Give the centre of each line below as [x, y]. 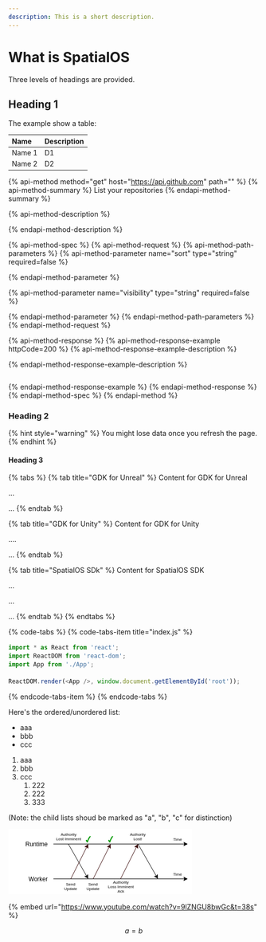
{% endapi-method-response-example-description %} [98, 364]
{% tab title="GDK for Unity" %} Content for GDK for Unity [104, 524]
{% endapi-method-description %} [66, 229]
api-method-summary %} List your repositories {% [92, 190]
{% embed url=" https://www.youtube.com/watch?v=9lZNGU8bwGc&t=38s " [133, 907]
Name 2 [25, 164]
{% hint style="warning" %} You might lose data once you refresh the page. [133, 434]
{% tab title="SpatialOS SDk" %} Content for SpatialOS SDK [106, 571]
